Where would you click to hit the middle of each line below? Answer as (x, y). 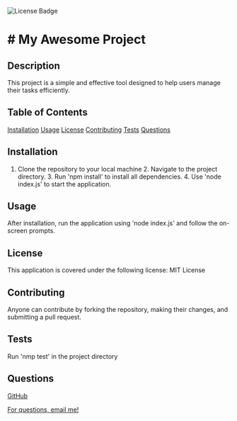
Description (34, 66)
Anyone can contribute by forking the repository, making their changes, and (118, 310)
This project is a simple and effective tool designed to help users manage (114, 83)
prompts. (42, 231)
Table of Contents (48, 112)
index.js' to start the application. (64, 184)
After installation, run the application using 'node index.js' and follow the (112, 223)
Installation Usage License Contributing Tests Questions (89, 129)
